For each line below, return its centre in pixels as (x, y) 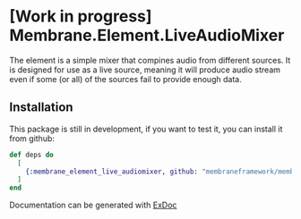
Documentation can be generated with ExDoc (93, 205)
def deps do (31, 155)
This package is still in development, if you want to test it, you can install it (146, 129)
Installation (41, 108)
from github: (32, 138)
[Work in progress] (81, 17)
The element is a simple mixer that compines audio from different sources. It (150, 60)
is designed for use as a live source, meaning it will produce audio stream (145, 70)
